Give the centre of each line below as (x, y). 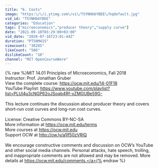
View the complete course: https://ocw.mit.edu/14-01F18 (61, 84)
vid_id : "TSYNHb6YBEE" (28, 18)
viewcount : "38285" (25, 46)
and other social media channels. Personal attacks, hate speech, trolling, (78, 151)
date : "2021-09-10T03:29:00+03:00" (41, 32)
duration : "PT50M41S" (27, 41)
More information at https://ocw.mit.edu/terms (51, 125)
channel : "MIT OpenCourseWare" (37, 59)
